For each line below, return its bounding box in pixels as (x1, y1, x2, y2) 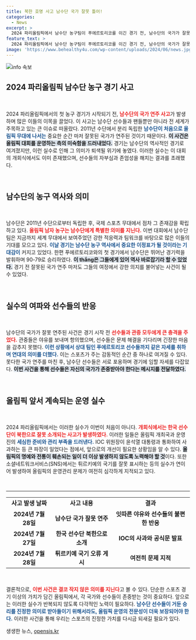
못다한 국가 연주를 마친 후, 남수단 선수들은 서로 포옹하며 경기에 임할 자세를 (6, 358, 174, 365)
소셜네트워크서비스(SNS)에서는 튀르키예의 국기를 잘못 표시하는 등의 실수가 (6, 460, 175, 467)
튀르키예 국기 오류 (55, 550, 101, 557)
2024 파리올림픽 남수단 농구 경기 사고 (6, 83, 134, 93)
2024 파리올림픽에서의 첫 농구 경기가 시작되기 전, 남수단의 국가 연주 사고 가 (6, 110, 175, 117)
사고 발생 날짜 (11, 499, 47, 507)
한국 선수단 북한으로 (55, 530, 108, 538)
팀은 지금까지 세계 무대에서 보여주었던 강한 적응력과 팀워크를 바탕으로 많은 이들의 (6, 234, 190, 241)
